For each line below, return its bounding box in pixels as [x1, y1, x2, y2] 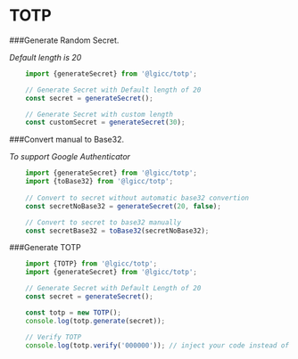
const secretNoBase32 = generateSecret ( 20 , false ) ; [25, 201, 221, 210]
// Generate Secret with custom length [25, 110, 174, 118]
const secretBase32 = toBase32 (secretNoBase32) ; [25, 226, 210, 235]
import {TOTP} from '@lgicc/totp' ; [25, 259, 158, 268]
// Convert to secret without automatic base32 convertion [25, 193, 250, 202]
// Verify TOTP [25, 332, 82, 341]
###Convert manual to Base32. [9, 135, 125, 145]
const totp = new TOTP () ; [25, 308, 122, 317]
